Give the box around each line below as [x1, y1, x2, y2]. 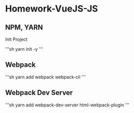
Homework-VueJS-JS [5, 3, 98, 15]
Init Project [5, 36, 28, 42]
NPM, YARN [5, 23, 43, 32]
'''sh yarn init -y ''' [5, 46, 43, 52]
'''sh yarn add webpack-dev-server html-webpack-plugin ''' [5, 101, 129, 108]
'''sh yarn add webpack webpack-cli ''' [5, 74, 86, 80]
